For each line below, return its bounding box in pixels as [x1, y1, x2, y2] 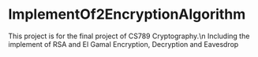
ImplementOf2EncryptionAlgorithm [8, 5, 246, 23]
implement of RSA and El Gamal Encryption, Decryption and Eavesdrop [8, 39, 239, 48]
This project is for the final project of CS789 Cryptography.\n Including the [8, 31, 250, 41]
